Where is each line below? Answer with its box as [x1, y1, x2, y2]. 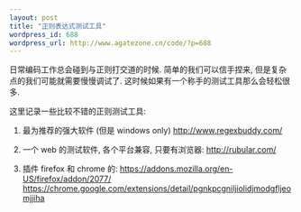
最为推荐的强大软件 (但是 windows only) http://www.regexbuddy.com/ [22, 125, 283, 136]
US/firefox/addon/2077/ [22, 173, 112, 185]
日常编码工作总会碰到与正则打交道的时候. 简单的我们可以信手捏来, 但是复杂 [9, 64, 287, 75]
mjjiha [22, 193, 45, 204]
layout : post [9, 13, 59, 23]
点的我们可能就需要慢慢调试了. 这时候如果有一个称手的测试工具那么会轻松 [9, 76, 282, 87]
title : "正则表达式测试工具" [9, 22, 106, 31]
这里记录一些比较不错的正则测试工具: [9, 106, 147, 117]
